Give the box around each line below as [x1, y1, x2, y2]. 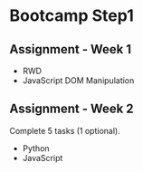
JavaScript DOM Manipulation [22, 75, 135, 86]
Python [22, 142, 50, 154]
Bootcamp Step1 [9, 5, 134, 26]
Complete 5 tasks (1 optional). [9, 125, 120, 136]
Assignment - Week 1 [9, 42, 132, 57]
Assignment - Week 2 [9, 101, 134, 117]
